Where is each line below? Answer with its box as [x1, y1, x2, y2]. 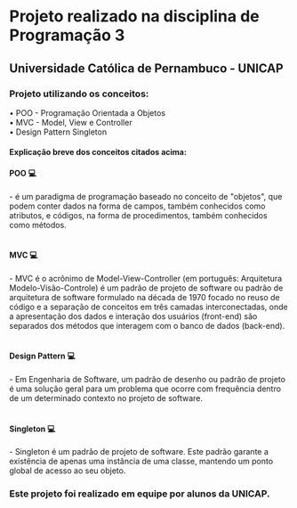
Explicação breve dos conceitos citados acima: [9, 147, 187, 158]
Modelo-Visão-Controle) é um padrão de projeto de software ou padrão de [9, 283, 284, 293]
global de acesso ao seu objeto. [9, 465, 126, 476]
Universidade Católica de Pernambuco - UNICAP [9, 61, 284, 76]
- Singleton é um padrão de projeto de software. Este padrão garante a [9, 447, 269, 457]
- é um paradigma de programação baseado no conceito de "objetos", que [9, 191, 283, 201]
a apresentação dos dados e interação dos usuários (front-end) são [9, 310, 258, 322]
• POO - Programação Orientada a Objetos [9, 107, 166, 118]
